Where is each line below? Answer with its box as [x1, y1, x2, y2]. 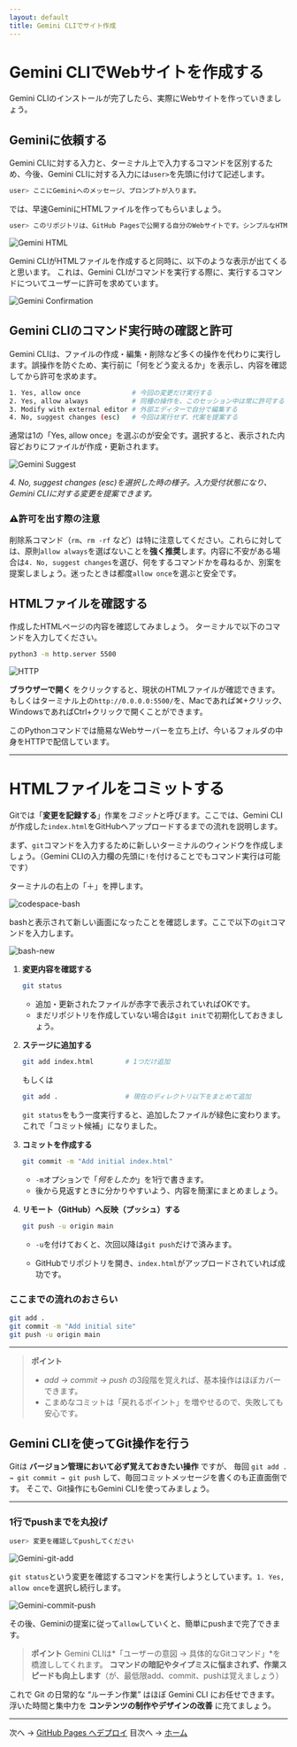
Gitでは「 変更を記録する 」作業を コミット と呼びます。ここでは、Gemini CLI [9, 810, 283, 820]
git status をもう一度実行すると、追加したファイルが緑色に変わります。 [21, 1109, 286, 1120]
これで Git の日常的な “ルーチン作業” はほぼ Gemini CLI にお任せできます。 [9, 1689, 280, 1699]
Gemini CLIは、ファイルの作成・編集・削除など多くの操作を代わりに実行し [9, 348, 281, 359]
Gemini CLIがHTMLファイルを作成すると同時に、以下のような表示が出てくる [9, 256, 287, 266]
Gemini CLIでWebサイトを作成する [9, 62, 264, 82]
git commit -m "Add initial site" [9, 1322, 137, 1331]
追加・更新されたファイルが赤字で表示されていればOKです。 [34, 998, 255, 1010]
